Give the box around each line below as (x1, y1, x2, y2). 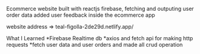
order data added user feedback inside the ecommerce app (6, 11, 156, 19)
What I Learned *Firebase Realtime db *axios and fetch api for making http (6, 35, 193, 41)
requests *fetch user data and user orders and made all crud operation (6, 41, 183, 48)
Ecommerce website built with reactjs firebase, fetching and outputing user (6, 5, 194, 12)
